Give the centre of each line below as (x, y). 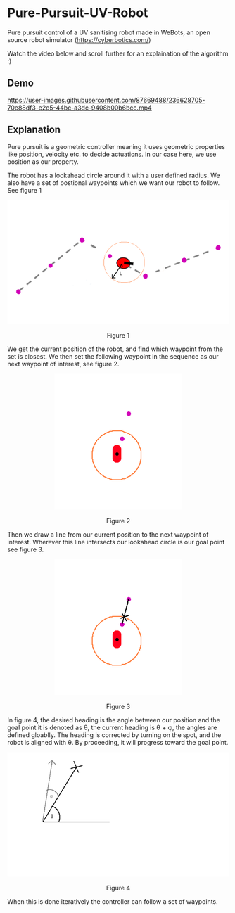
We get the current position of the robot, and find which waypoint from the (115, 349)
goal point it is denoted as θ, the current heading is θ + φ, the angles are (112, 728)
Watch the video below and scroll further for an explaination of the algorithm (118, 53)
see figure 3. (26, 549)
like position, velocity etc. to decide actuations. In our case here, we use (112, 154)
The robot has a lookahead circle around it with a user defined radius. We (114, 175)
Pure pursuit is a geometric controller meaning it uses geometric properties (116, 146)
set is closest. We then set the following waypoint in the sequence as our (113, 357)
